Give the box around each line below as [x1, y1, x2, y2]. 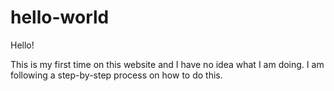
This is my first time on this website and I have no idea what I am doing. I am [10, 58, 325, 70]
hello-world [10, 6, 110, 29]
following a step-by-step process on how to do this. [10, 69, 223, 81]
